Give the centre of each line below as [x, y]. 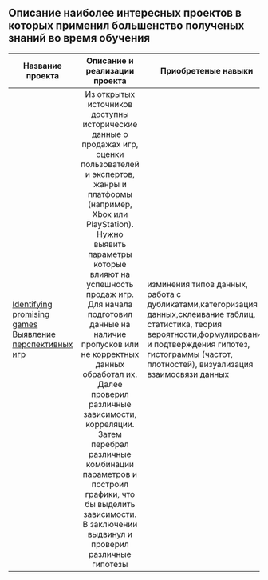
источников [110, 104]
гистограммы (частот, [190, 354]
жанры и [110, 184]
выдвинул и [110, 534]
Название [42, 66]
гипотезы [110, 564]
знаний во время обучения [79, 38]
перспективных [43, 344]
